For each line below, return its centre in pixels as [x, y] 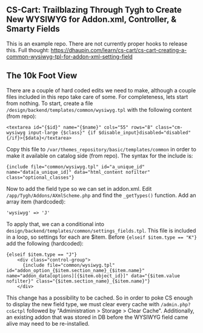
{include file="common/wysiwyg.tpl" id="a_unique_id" [76, 166]
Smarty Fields [33, 29]
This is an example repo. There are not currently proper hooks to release [97, 43]
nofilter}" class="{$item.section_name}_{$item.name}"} [78, 281]
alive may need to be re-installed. [48, 323]
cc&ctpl [16, 311]
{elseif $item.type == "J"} [42, 255]
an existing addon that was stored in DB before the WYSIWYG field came [97, 317]
